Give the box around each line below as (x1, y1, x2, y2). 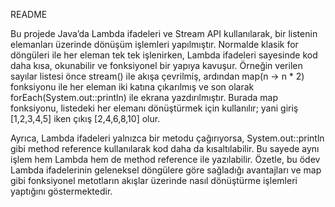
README (10, 9, 48, 20)
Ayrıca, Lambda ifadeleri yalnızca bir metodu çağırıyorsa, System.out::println (10, 132, 325, 144)
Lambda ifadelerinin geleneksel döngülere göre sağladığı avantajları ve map (10, 164, 322, 176)
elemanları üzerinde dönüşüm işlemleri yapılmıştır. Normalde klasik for (10, 39, 299, 50)
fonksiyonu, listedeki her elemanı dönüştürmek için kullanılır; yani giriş (10, 102, 299, 114)
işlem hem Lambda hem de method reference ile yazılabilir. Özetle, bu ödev (10, 154, 321, 165)
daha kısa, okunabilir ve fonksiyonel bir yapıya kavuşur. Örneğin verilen (10, 60, 303, 71)
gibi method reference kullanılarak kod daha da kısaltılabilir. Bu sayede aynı (10, 143, 320, 154)
